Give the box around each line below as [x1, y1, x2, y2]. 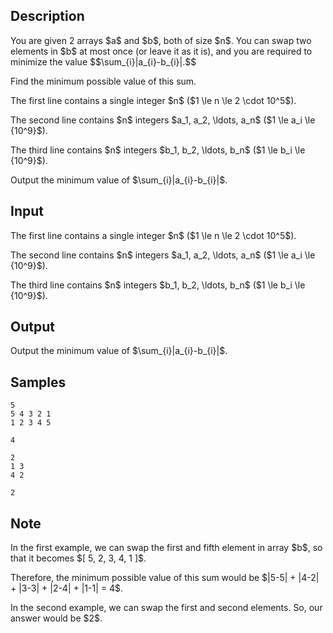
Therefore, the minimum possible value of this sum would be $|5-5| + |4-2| [10, 572, 320, 584]
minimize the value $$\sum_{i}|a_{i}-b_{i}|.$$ [10, 55, 197, 68]
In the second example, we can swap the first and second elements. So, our [10, 602, 323, 614]
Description [10, 8, 85, 25]
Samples [10, 374, 67, 391]
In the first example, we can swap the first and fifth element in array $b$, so [10, 542, 323, 554]
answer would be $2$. [10, 612, 103, 624]
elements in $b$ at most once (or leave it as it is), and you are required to [10, 45, 313, 57]
